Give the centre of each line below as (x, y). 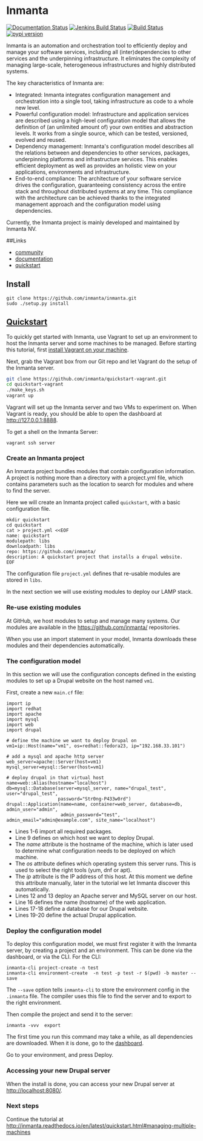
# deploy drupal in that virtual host (55, 777)
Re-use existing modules (44, 608)
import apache (24, 714)
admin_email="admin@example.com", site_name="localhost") (81, 820)
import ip (19, 704)
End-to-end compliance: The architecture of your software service (98, 178)
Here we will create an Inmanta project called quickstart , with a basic (93, 502)
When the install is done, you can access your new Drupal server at (90, 1084)
